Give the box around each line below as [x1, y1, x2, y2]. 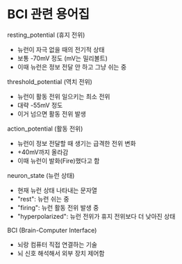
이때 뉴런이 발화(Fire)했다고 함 [17, 156, 100, 165]
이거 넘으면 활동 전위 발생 [17, 109, 87, 118]
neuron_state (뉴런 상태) [7, 171, 75, 179]
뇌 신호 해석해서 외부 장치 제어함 [17, 249, 105, 257]
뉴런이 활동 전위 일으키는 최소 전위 [17, 92, 110, 101]
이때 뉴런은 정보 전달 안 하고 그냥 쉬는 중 [17, 63, 127, 71]
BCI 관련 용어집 [7, 6, 90, 22]
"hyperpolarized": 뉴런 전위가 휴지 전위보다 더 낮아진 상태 [17, 212, 176, 220]
